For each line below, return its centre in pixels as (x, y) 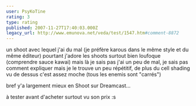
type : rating (22, 22)
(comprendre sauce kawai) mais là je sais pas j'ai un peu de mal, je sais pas (97, 62)
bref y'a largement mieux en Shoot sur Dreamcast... (68, 86)
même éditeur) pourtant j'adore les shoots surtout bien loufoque (83, 56)
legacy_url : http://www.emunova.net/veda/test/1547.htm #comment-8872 (93, 33)
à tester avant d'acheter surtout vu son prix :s (61, 97)
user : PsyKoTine (26, 11)
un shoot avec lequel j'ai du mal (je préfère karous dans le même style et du (97, 50)
